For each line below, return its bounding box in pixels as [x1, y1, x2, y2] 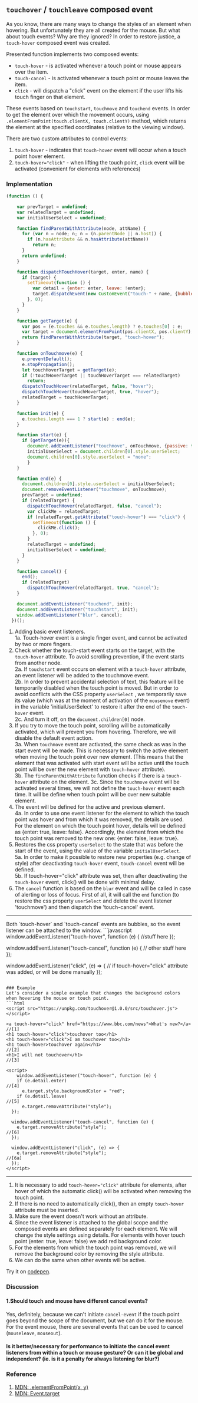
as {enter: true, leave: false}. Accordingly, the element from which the [14, 828, 184, 836]
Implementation [6, 180, 53, 188]
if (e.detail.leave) [16, 1094, 67, 1099]
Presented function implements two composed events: [6, 50, 139, 58]
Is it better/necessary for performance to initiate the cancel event [6, 1343, 170, 1350]
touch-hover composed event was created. [6, 39, 110, 46]
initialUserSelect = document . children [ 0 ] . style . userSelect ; [27, 449, 181, 455]
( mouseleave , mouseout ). [6, 1329, 62, 1336]
